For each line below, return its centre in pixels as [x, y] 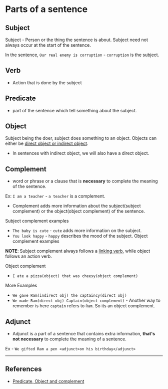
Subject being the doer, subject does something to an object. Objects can [81, 138]
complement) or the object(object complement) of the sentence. [79, 211]
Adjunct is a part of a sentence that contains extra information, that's [84, 334]
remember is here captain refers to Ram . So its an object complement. [83, 306]
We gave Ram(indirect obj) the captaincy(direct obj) [69, 296]
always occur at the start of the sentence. [48, 45]
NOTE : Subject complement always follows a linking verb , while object [78, 251]
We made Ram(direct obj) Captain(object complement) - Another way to [86, 301]
